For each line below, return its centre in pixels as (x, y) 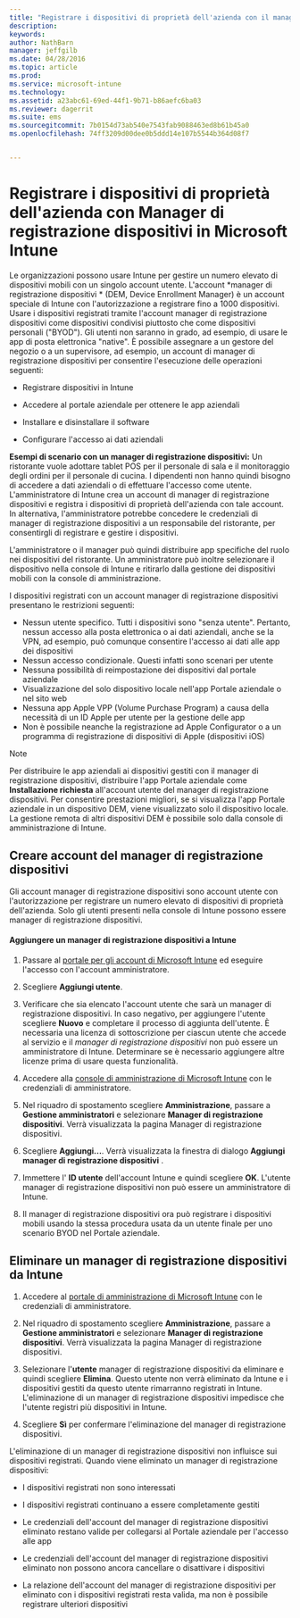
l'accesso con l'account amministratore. (96, 969)
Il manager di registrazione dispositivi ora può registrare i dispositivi (147, 1213)
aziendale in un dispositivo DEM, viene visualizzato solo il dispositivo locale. (149, 808)
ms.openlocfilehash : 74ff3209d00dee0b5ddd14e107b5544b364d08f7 (129, 134)
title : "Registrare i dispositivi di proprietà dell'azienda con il (139, 17)
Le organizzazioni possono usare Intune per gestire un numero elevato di (144, 275)
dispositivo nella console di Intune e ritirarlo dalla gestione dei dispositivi (142, 569)
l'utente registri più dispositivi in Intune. (95, 1406)
